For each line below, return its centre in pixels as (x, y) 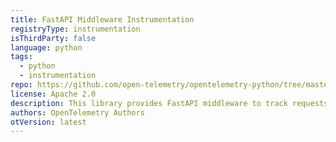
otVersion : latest (48, 122)
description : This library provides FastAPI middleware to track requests (169, 103)
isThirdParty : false (53, 38)
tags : (21, 57)
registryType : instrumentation (75, 29)
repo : (21, 85)
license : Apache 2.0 (53, 94)
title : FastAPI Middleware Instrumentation (102, 19)
